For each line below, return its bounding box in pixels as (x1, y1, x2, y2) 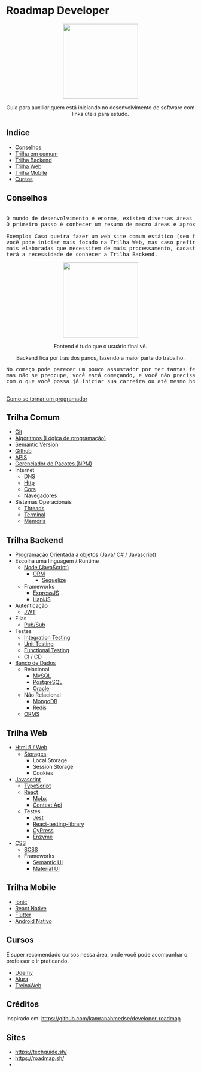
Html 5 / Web (14, 744, 48, 751)
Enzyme (32, 833, 53, 840)
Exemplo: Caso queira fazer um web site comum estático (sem (6, 232, 190, 240)
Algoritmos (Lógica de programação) (14, 435, 106, 442)
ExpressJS (32, 589, 59, 596)
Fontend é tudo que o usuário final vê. (53, 342, 148, 350)
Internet (14, 467, 35, 474)
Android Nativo (14, 917, 53, 925)
